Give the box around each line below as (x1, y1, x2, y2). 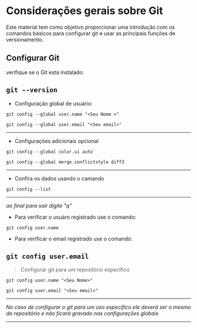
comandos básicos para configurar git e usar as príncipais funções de (6, 29, 176, 36)
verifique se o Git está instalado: (6, 69, 84, 76)
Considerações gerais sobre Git (6, 4, 163, 18)
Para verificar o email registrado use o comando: (14, 235, 133, 242)
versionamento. (6, 36, 44, 43)
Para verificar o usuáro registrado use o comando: (14, 213, 137, 220)
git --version (6, 86, 57, 95)
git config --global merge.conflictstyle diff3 (6, 159, 125, 165)
